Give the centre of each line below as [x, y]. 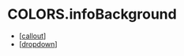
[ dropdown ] [38, 44]
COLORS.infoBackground [92, 14]
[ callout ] [32, 36]
